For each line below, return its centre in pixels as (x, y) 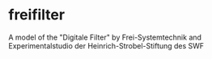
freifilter (37, 15)
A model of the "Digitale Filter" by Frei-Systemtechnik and (105, 37)
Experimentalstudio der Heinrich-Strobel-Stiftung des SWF (106, 45)
